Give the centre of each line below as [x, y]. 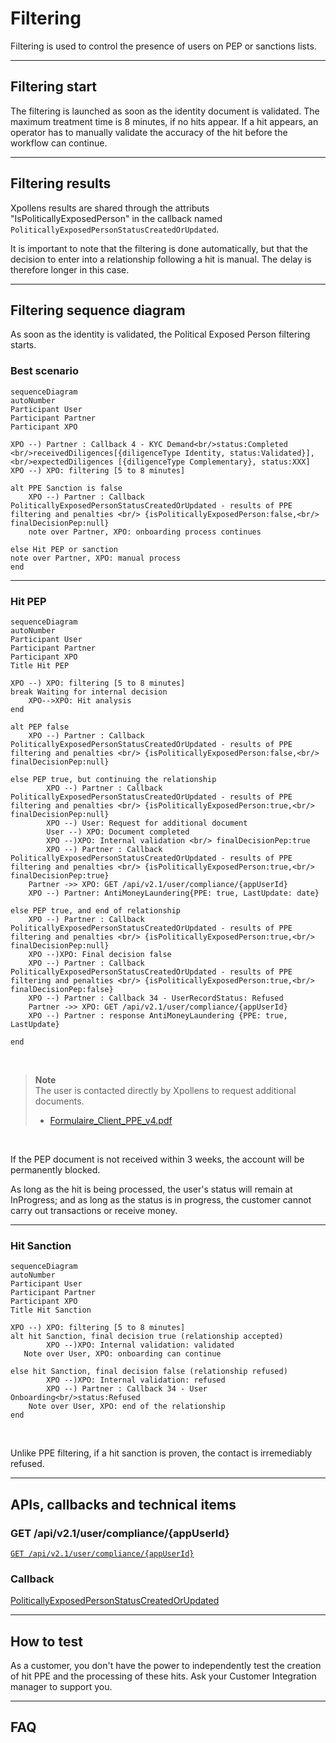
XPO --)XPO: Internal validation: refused [136, 1380]
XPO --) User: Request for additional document [147, 823]
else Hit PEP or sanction [64, 549]
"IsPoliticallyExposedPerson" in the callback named [116, 218]
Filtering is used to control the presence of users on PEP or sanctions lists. [163, 46]
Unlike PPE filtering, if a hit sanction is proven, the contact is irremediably [161, 1453]
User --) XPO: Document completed [118, 832]
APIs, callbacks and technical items [123, 1504]
